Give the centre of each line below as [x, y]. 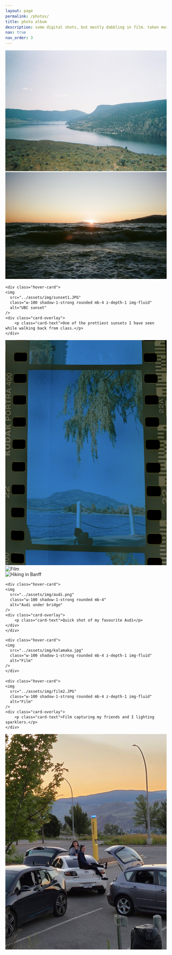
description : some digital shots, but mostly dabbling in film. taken [82, 27]
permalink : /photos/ [27, 16]
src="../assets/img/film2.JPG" [43, 691]
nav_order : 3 [19, 38]
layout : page [19, 11]
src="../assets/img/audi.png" [42, 594]
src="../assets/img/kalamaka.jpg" [47, 650]
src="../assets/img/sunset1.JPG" [46, 297]
